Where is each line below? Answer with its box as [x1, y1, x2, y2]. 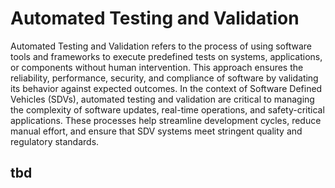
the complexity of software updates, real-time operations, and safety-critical [10, 103, 325, 116]
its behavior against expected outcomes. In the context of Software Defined [10, 82, 323, 94]
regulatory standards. [10, 135, 100, 147]
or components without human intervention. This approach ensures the [10, 61, 304, 73]
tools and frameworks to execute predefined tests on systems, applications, [10, 50, 323, 62]
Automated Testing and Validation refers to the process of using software [10, 40, 313, 52]
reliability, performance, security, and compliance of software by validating [10, 72, 319, 84]
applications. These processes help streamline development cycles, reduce [10, 114, 322, 126]
